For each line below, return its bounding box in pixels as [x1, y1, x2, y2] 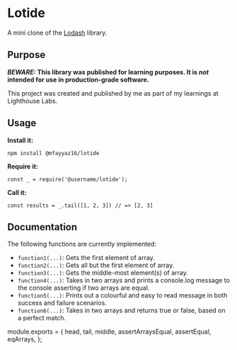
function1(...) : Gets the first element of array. [17, 254, 156, 262]
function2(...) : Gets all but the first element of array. [17, 261, 175, 270]
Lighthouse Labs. [7, 96, 58, 105]
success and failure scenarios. [17, 299, 108, 307]
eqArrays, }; [7, 335, 42, 344]
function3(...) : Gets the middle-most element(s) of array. [17, 269, 189, 277]
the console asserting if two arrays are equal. [17, 283, 150, 292]
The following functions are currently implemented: [7, 239, 157, 249]
